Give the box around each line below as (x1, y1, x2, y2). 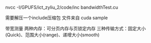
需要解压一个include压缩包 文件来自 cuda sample (5, 15, 108, 21)
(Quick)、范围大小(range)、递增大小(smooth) (5, 32, 100, 37)
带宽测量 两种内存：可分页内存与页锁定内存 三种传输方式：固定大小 (5, 25, 146, 31)
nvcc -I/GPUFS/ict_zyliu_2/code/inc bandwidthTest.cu (5, 5, 118, 10)
